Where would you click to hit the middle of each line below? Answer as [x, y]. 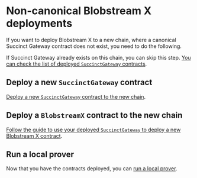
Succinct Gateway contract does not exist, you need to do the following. [94, 46]
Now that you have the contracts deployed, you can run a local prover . [92, 169]
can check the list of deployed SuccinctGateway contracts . [77, 64]
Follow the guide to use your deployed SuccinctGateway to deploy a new [93, 130]
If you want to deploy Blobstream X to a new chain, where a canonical [91, 40]
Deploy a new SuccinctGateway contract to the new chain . [76, 96]
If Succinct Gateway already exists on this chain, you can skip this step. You [98, 57]
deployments [39, 23]
